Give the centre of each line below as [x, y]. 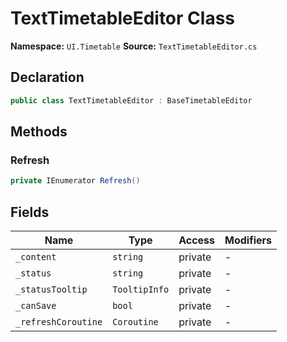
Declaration [47, 77]
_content [36, 257]
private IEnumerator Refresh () [75, 181]
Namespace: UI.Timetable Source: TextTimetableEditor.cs [134, 46]
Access [197, 240]
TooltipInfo [141, 289]
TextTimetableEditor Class [122, 18]
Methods [39, 132]
